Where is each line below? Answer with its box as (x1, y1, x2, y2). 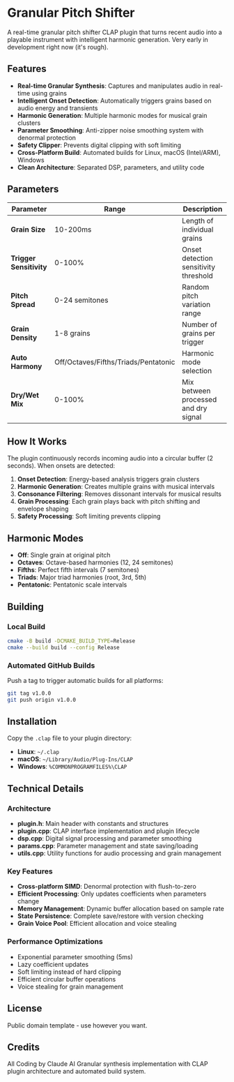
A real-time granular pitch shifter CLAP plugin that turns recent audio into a (7, 28, 223, 36)
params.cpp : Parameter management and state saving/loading (17, 842, 198, 850)
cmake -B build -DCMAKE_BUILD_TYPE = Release (7, 637, 136, 645)
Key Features (7, 866, 54, 876)
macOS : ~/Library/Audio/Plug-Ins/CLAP (17, 755, 134, 763)
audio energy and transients (17, 103, 98, 112)
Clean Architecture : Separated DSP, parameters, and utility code (17, 163, 205, 172)
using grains (31, 89, 68, 97)
